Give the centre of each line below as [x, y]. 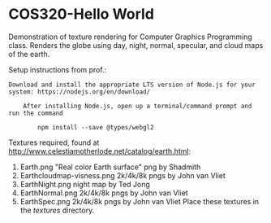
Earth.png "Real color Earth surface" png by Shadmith [110, 167]
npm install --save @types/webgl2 [96, 127]
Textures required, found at [54, 142]
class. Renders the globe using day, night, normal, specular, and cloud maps [136, 45]
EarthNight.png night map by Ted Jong [85, 184]
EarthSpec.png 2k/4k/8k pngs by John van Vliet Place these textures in [140, 201]
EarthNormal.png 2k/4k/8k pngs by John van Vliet [104, 193]
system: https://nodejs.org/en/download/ [80, 92]
